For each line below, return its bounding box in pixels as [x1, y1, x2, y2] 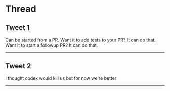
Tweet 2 [5, 62, 31, 70]
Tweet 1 [5, 23, 30, 32]
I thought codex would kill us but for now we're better [5, 75, 117, 81]
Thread [5, 3, 36, 15]
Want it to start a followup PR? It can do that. [5, 42, 98, 48]
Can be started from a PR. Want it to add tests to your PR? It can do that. [5, 37, 156, 43]
